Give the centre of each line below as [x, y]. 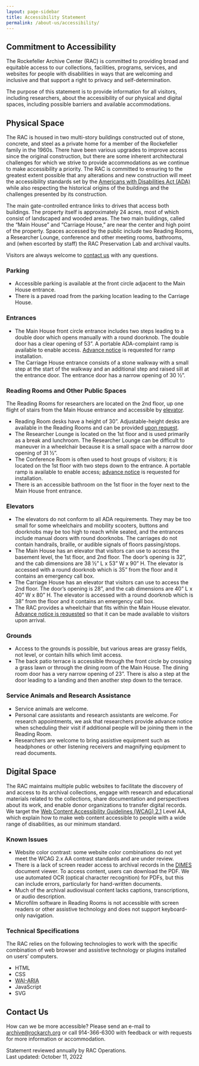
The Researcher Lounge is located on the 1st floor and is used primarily [102, 434]
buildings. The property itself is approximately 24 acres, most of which [93, 212]
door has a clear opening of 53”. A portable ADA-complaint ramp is [97, 343]
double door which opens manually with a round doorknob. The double [102, 337]
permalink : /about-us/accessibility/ [53, 23]
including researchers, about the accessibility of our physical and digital [94, 98]
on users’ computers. [32, 957]
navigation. [40, 915]
